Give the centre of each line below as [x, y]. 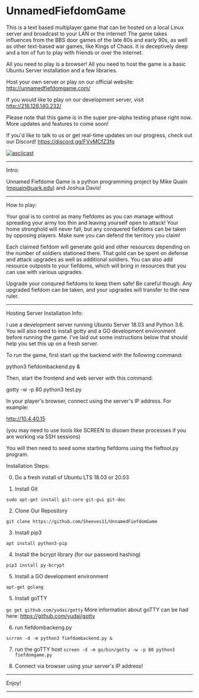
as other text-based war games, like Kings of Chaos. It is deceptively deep [97, 46]
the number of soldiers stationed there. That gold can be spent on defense [97, 253]
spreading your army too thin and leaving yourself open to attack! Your [92, 222]
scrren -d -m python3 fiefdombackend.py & [59, 638]
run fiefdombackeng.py [43, 627]
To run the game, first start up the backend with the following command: [94, 355]
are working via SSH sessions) [44, 436]
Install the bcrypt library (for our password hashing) [78, 554]
